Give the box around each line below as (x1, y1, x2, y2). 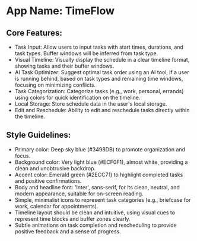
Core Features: (6, 28, 62, 38)
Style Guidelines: (6, 130, 71, 140)
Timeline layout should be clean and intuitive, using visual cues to (14, 209, 176, 216)
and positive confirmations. (14, 177, 82, 185)
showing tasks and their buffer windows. (14, 62, 115, 69)
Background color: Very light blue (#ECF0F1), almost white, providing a (14, 158, 188, 166)
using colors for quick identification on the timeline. (14, 94, 141, 101)
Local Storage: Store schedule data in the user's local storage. (14, 100, 167, 107)
